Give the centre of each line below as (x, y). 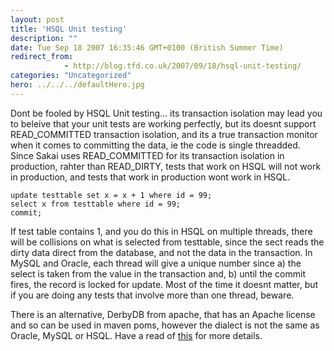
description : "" (44, 38)
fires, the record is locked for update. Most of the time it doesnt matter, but (164, 284)
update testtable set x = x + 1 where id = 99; (111, 195)
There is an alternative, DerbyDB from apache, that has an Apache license (163, 314)
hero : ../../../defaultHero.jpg (77, 85)
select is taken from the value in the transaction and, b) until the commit (158, 273)
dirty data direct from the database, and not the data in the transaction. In (161, 252)
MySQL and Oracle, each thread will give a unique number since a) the (156, 263)
